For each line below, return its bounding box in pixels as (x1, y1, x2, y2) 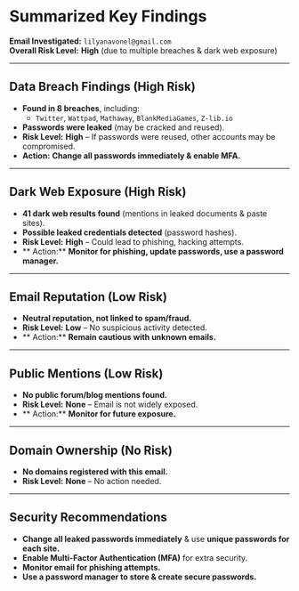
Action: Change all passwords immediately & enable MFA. (21, 150, 241, 161)
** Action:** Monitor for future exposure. (21, 409, 176, 419)
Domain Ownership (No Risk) (9, 442, 174, 457)
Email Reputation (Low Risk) (9, 289, 167, 304)
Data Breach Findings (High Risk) (9, 79, 196, 94)
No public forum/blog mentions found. (21, 390, 167, 401)
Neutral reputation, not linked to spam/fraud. (21, 313, 192, 324)
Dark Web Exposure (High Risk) (9, 184, 187, 199)
